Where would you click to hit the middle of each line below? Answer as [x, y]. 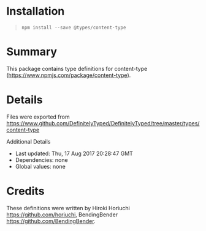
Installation [36, 11]
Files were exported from [38, 117]
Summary [32, 52]
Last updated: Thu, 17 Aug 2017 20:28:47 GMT [74, 153]
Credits [25, 191]
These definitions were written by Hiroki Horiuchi [68, 208]
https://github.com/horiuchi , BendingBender [62, 215]
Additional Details [29, 141]
